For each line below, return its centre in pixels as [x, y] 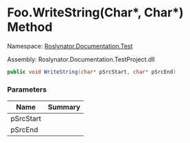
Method [30, 27]
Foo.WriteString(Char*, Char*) [95, 13]
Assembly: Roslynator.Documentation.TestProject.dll [81, 59]
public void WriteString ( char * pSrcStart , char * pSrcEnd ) [92, 72]
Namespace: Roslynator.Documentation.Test [70, 46]
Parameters [27, 89]
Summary [64, 107]
